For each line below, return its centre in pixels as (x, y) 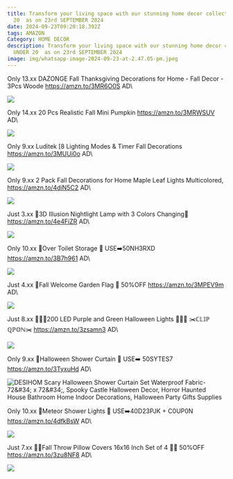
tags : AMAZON (26, 33)
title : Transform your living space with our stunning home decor (105, 14)
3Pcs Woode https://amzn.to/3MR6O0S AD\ (70, 86)
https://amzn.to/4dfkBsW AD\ (50, 421)
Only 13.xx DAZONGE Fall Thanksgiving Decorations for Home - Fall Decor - (115, 78)
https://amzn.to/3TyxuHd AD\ (49, 369)
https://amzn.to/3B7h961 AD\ (49, 258)
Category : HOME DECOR (38, 40)
